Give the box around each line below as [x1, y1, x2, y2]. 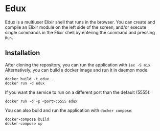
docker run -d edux [5, 81, 45, 86]
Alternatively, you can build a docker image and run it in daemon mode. [5, 67, 149, 73]
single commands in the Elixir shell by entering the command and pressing [5, 29, 155, 35]
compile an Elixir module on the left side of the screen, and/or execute [5, 24, 147, 30]
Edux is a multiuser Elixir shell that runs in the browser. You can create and [5, 19, 156, 25]
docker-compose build [5, 117, 49, 122]
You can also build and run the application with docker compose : [5, 107, 133, 113]
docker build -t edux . [5, 76, 54, 81]
